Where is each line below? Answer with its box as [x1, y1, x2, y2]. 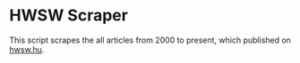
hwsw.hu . [9, 43, 45, 54]
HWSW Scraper [9, 5, 128, 26]
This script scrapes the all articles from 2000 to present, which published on [9, 35, 291, 45]
